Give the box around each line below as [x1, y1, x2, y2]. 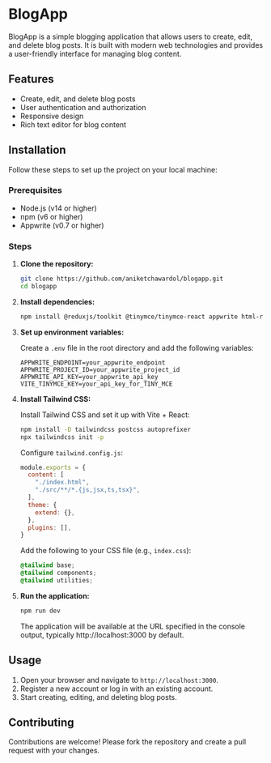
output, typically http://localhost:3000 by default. [19, 629, 184, 640]
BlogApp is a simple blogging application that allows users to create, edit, [8, 32, 253, 41]
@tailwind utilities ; [19, 577, 93, 585]
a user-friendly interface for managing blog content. [8, 49, 182, 58]
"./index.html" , [35, 479, 90, 487]
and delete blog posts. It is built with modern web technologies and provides [8, 40, 264, 49]
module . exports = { [19, 463, 87, 471]
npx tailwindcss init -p [19, 433, 104, 441]
